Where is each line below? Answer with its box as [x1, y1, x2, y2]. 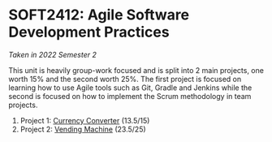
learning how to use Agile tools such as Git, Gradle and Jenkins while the [8, 83, 253, 93]
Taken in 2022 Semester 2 [8, 49, 97, 59]
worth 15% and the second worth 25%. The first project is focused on [8, 74, 242, 84]
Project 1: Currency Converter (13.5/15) [19, 115, 150, 125]
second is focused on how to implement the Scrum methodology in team [8, 91, 252, 101]
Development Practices [8, 23, 170, 41]
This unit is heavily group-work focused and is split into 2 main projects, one [8, 65, 264, 75]
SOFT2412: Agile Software [8, 6, 189, 24]
